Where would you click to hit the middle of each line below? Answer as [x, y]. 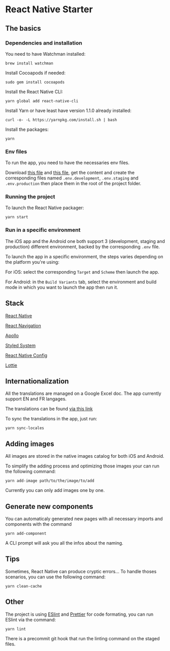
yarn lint [16, 629]
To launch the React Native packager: [45, 208]
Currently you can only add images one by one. [55, 490]
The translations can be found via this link [49, 409]
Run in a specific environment [43, 230]
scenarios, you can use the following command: [55, 577]
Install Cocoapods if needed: [35, 73]
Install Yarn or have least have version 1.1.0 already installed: [68, 110]
